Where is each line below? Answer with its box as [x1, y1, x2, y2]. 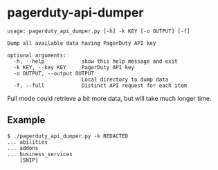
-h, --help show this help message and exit [13, 57, 178, 65]
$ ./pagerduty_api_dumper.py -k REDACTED [7, 133, 129, 140]
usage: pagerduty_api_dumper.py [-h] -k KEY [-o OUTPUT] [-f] [7, 28, 190, 35]
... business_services [7, 151, 73, 158]
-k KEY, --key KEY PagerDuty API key [13, 64, 135, 70]
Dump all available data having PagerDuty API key [7, 39, 156, 46]
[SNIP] [19, 157, 39, 164]
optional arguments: [7, 52, 67, 59]
